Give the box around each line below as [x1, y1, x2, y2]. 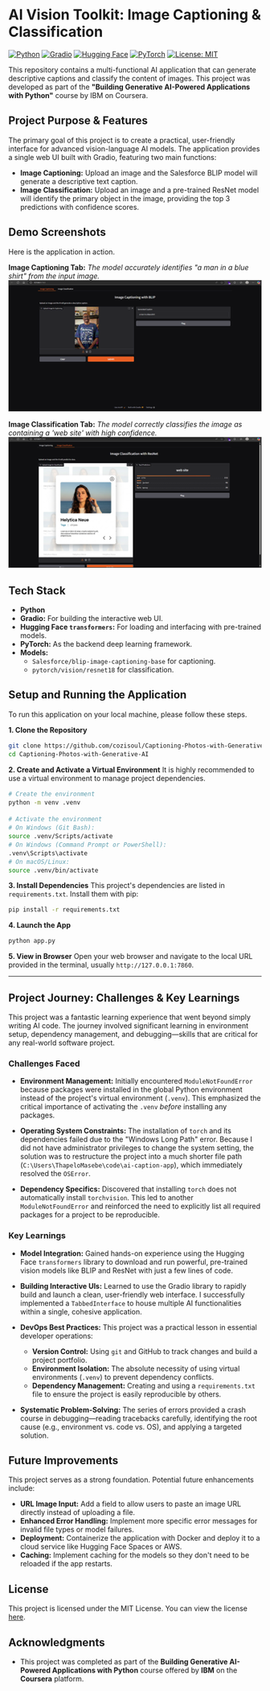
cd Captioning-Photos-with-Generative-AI [8, 750, 149, 758]
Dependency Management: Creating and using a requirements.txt [31, 1380, 256, 1390]
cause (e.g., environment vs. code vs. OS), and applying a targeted [19, 1422, 243, 1431]
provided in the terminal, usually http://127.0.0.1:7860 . [8, 960, 194, 970]
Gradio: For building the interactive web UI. [19, 614, 163, 623]
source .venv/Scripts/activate [8, 833, 113, 841]
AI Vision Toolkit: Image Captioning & [8, 6, 261, 24]
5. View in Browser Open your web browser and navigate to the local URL [8, 952, 253, 961]
